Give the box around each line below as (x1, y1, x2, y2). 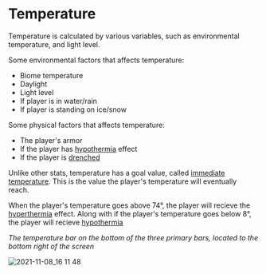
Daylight (19, 79, 48, 89)
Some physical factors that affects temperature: (8, 120, 165, 129)
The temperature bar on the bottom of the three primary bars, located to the (8, 232, 259, 242)
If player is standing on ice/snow (19, 105, 127, 114)
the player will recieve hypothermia (8, 217, 123, 227)
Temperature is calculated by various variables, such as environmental (8, 31, 241, 41)
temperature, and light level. (8, 39, 101, 49)
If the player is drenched (19, 153, 100, 162)
